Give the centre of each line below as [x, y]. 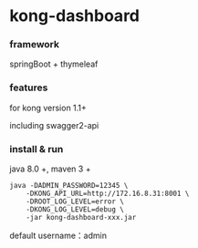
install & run [36, 149]
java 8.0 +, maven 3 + [50, 169]
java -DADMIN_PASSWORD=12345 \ [69, 186]
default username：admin [58, 236]
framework [35, 45]
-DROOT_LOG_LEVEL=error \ [75, 201]
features [29, 88]
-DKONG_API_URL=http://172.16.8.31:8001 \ [108, 194]
